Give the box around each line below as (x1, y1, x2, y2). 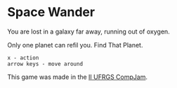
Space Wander (7, 4, 96, 20)
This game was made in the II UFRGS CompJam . (7, 73, 147, 81)
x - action (7, 54, 39, 61)
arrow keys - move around (7, 60, 83, 67)
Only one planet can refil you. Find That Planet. (7, 41, 143, 49)
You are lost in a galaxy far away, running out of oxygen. (7, 27, 170, 36)
